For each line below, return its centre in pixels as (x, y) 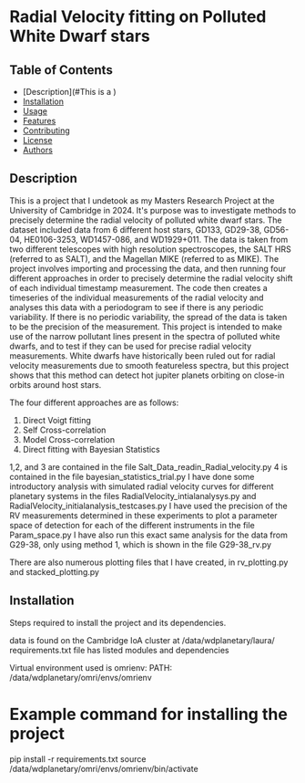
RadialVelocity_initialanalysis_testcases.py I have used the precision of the (149, 506)
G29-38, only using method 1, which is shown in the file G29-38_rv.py (140, 544)
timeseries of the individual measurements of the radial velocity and (137, 298)
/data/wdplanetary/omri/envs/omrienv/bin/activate (104, 768)
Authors (37, 150)
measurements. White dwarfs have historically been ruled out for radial (142, 355)
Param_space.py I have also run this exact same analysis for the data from (149, 535)
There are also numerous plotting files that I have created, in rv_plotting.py (149, 562)
